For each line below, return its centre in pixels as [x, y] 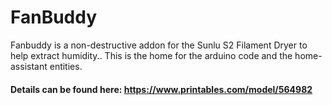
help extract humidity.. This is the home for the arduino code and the [151, 55]
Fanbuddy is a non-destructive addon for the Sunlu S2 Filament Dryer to [159, 45]
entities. [66, 66]
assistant [29, 66]
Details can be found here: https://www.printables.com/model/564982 [161, 89]
